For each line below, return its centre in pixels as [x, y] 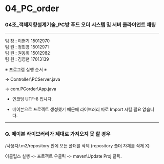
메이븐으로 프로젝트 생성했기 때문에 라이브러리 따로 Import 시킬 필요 [77, 109]
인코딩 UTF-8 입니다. [32, 99]
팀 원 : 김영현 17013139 [27, 59]
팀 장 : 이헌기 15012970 [28, 41]
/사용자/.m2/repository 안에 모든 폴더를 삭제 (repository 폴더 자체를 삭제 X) [77, 145]
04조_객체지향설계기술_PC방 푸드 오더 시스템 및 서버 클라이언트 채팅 [81, 25]
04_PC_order [32, 9]
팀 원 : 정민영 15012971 [27, 47]
